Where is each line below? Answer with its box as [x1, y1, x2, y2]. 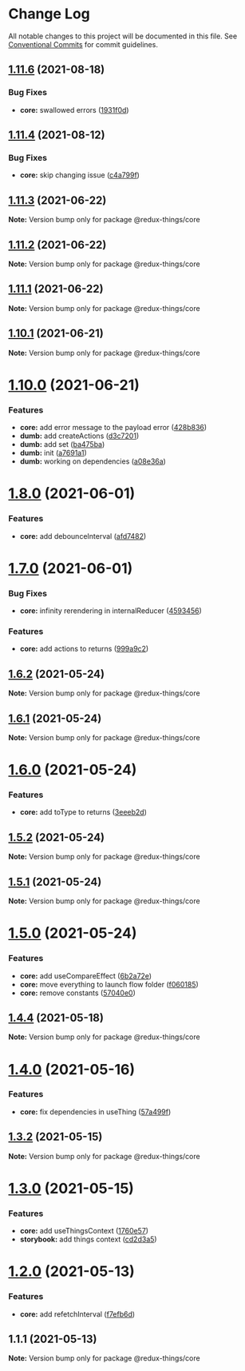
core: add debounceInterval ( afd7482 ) [19, 531, 147, 540]
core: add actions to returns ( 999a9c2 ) [19, 644, 149, 654]
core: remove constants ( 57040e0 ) [19, 988, 136, 998]
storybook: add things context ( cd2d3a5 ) [19, 1234, 157, 1244]
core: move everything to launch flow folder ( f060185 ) [19, 979, 200, 989]
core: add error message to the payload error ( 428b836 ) [19, 423, 207, 432]
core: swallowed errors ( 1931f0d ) [19, 105, 129, 114]
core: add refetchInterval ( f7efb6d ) [19, 1309, 136, 1319]
